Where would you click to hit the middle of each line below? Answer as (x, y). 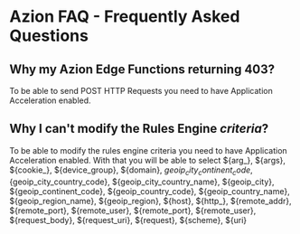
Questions (49, 36)
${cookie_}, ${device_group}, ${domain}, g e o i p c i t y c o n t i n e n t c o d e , (131, 171)
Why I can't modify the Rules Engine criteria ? (139, 129)
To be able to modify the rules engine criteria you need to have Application (148, 150)
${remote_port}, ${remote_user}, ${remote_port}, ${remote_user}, (133, 211)
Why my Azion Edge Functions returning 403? (142, 69)
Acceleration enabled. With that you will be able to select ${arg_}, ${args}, (148, 160)
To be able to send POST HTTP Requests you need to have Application (141, 91)
